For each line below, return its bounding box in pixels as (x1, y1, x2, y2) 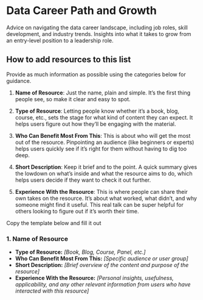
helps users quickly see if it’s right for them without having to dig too (15, 145, 187, 152)
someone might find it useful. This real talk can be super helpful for (15, 201, 184, 208)
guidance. (6, 77, 32, 84)
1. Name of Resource (6, 234, 69, 243)
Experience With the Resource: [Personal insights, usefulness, (15, 274, 174, 282)
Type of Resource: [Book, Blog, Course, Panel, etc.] (15, 248, 146, 256)
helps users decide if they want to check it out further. (15, 176, 151, 184)
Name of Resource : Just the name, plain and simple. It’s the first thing (15, 89, 191, 96)
